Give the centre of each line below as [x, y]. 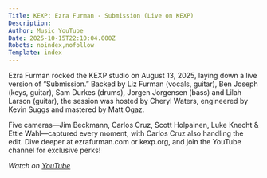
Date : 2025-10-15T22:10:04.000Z [62, 38]
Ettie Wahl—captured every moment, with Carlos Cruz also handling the [126, 133]
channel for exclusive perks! [55, 150]
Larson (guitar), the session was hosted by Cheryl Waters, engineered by [128, 101]
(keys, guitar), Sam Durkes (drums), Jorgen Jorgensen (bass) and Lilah [125, 92]
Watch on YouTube [39, 166]
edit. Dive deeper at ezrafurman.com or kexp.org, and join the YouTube [125, 142]
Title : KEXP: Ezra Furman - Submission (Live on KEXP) [101, 16]
